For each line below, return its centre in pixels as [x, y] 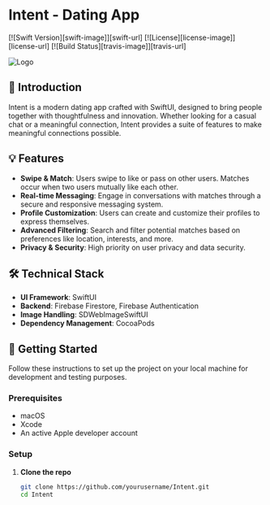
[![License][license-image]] [190, 37]
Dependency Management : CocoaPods [88, 324]
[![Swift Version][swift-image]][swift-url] [76, 37]
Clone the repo [45, 472]
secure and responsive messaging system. [92, 204]
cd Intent [37, 494]
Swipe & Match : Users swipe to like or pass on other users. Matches [135, 178]
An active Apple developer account [79, 433]
